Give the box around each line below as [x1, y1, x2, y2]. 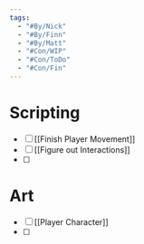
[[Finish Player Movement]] [34, 133, 136, 145]
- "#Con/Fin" [17, 64, 67, 73]
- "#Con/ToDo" [17, 55, 71, 64]
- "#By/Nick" [17, 22, 67, 31]
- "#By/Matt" [17, 38, 67, 48]
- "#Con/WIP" [17, 47, 67, 56]
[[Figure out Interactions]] [34, 144, 130, 155]
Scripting [9, 103, 81, 123]
